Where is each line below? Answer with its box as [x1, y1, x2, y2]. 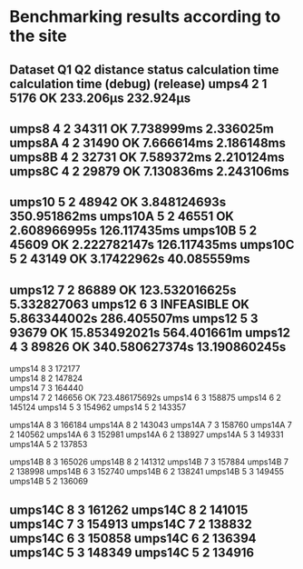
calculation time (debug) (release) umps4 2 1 [9, 75, 268, 92]
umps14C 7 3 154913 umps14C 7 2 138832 [9, 516, 252, 532]
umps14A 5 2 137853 [9, 439, 88, 450]
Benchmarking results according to [9, 6, 281, 27]
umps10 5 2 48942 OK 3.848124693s [9, 195, 227, 210]
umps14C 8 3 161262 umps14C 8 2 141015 [9, 502, 249, 517]
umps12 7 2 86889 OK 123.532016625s [9, 282, 238, 297]
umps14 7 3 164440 [9, 383, 83, 394]
